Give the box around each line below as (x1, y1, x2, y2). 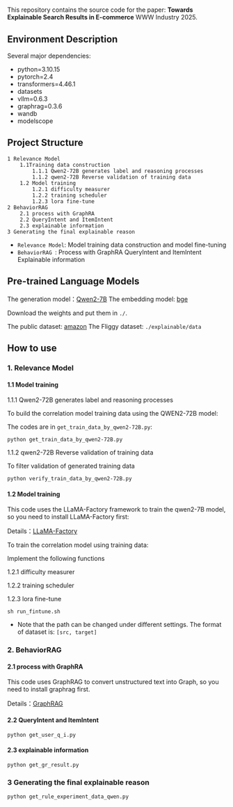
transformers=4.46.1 (17, 80, 76, 88)
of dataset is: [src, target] (17, 628, 97, 636)
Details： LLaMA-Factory (7, 527, 78, 535)
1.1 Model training (7, 380, 59, 389)
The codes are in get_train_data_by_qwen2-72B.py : (7, 423, 153, 431)
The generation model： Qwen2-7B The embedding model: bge (7, 295, 188, 303)
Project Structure (7, 137, 83, 149)
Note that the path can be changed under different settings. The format (17, 621, 222, 629)
